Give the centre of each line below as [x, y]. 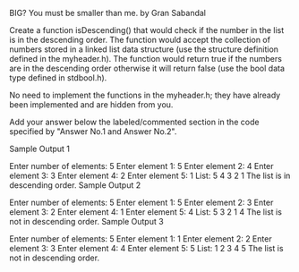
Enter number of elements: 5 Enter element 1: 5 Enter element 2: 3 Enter [141, 202]
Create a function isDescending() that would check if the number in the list [147, 30]
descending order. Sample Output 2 [75, 185]
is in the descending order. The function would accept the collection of [140, 40]
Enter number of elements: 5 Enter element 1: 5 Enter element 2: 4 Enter [142, 166]
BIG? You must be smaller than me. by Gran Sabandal [108, 13]
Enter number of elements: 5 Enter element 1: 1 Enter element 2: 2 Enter [141, 239]
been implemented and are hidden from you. [91, 105]
